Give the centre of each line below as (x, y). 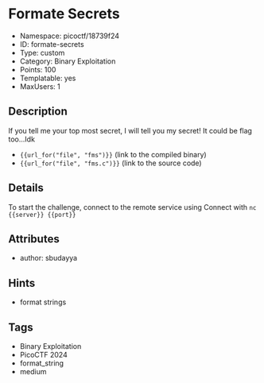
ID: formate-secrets (52, 44)
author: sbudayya (49, 258)
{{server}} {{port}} (43, 215)
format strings (43, 302)
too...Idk (22, 139)
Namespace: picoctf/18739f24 (70, 36)
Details (26, 188)
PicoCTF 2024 (43, 355)
